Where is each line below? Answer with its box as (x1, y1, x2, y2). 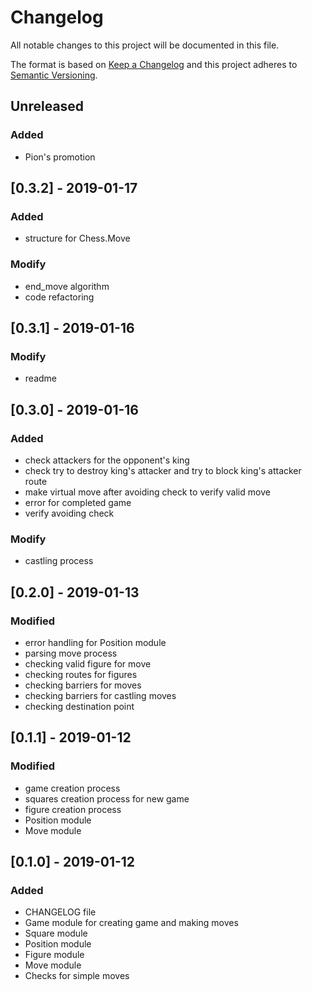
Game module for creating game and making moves (24, 917, 239, 929)
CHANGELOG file (24, 906, 97, 918)
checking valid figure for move (24, 657, 152, 670)
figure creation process (24, 803, 122, 815)
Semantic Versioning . (10, 69, 98, 81)
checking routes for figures (24, 668, 138, 680)
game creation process (24, 782, 121, 794)
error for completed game (24, 496, 132, 508)
